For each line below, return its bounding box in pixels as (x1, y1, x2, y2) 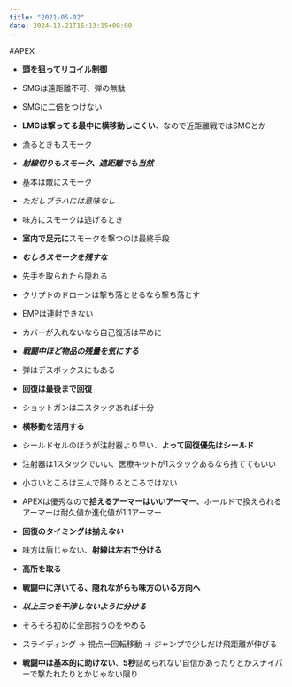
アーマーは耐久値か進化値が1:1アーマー (21, 507, 162, 517)
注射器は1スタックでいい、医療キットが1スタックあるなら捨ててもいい (21, 458, 277, 469)
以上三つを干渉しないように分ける (21, 600, 147, 611)
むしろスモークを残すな (21, 251, 108, 262)
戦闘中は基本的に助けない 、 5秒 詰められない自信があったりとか (21, 657, 252, 668)
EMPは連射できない (21, 308, 94, 318)
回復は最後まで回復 (21, 383, 93, 393)
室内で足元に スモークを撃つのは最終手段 (21, 233, 170, 243)
